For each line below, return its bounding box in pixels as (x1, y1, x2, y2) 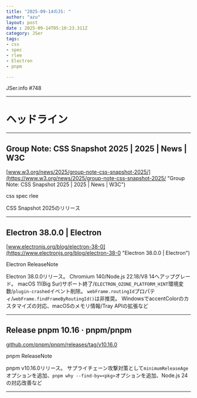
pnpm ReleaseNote (6, 352, 53, 359)
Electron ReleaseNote (6, 260, 59, 268)
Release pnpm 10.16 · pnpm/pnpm (6, 325, 132, 336)
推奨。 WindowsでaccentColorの (104, 295, 184, 302)
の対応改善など (6, 379, 42, 386)
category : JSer (6, 31, 43, 37)
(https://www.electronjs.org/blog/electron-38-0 (6, 249, 121, 256)
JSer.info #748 (6, 85, 42, 92)
